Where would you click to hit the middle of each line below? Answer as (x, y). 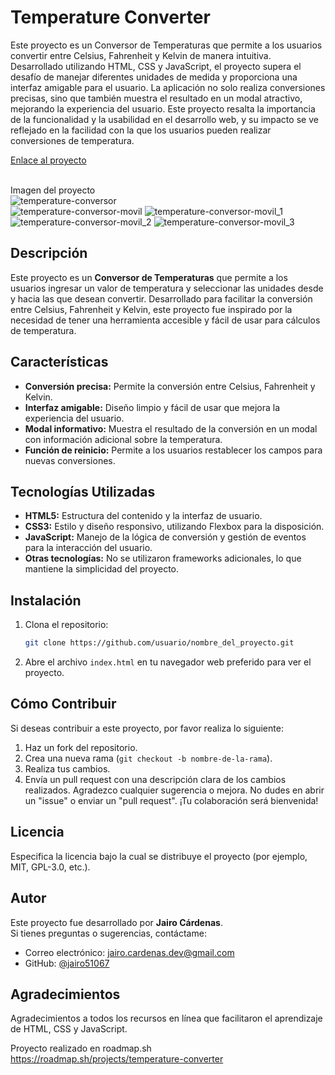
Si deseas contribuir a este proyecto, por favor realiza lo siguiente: (147, 728)
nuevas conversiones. (70, 460)
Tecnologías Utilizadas (83, 491)
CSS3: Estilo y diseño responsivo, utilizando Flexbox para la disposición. (174, 527)
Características (59, 362)
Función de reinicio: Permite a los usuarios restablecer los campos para (173, 450)
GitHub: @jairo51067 (67, 963)
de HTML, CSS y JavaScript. (69, 1029)
